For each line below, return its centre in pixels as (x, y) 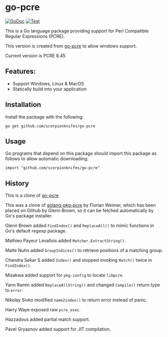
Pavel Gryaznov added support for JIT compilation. (58, 329)
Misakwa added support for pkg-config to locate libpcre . (65, 275)
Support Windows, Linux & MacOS (48, 83)
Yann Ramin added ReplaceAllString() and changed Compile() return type (82, 285)
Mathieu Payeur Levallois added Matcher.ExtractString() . (65, 241)
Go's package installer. (29, 216)
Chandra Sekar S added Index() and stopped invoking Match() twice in (79, 260)
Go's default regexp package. (36, 231)
